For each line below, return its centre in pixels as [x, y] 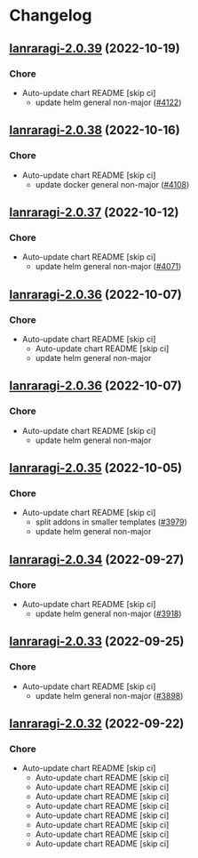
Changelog [51, 16]
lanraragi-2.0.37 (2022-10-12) [94, 212]
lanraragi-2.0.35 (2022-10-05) [96, 468]
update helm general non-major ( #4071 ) [108, 267]
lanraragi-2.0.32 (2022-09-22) [97, 724]
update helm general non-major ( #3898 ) [109, 695]
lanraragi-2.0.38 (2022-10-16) [95, 130]
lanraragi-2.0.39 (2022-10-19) [95, 48]
